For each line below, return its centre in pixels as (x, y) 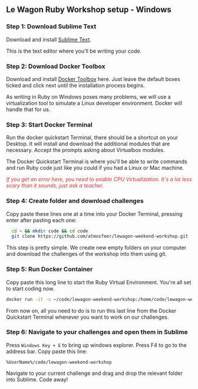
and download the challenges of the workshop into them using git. (86, 254)
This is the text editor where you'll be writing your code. (74, 51)
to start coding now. (30, 288)
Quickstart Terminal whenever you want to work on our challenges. (88, 317)
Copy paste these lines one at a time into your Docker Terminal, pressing (94, 214)
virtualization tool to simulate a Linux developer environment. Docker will (94, 103)
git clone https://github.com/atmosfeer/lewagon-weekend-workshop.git (100, 236)
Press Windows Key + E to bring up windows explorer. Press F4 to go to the (96, 345)
